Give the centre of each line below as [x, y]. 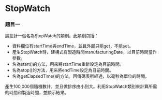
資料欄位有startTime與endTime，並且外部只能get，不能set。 [73, 46]
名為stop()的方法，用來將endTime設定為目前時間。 [63, 70]
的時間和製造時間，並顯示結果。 [37, 93]
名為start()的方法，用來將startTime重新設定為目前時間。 [68, 64]
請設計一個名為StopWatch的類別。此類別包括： [52, 36]
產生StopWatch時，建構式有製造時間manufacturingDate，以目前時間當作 [84, 52]
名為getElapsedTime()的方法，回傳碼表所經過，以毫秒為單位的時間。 [81, 76]
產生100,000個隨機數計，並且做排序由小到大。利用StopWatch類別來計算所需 [81, 86]
